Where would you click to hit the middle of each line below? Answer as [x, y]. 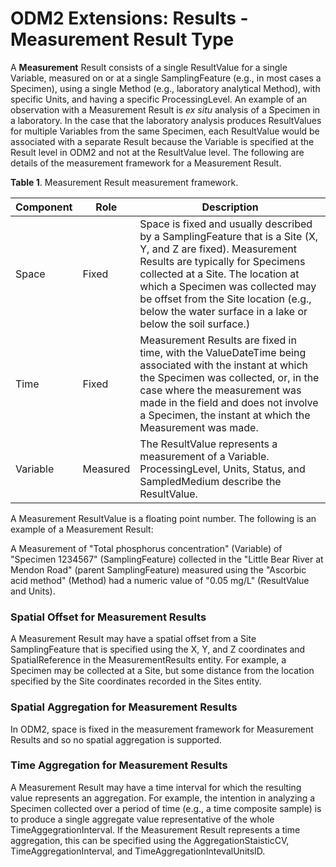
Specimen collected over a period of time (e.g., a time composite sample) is [166, 808]
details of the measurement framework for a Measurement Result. [146, 163]
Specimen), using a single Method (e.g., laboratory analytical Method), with [165, 88]
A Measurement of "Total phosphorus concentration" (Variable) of [146, 548]
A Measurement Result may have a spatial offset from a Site [133, 639]
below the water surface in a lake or [223, 311]
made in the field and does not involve [229, 402]
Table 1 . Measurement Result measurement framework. [124, 182]
